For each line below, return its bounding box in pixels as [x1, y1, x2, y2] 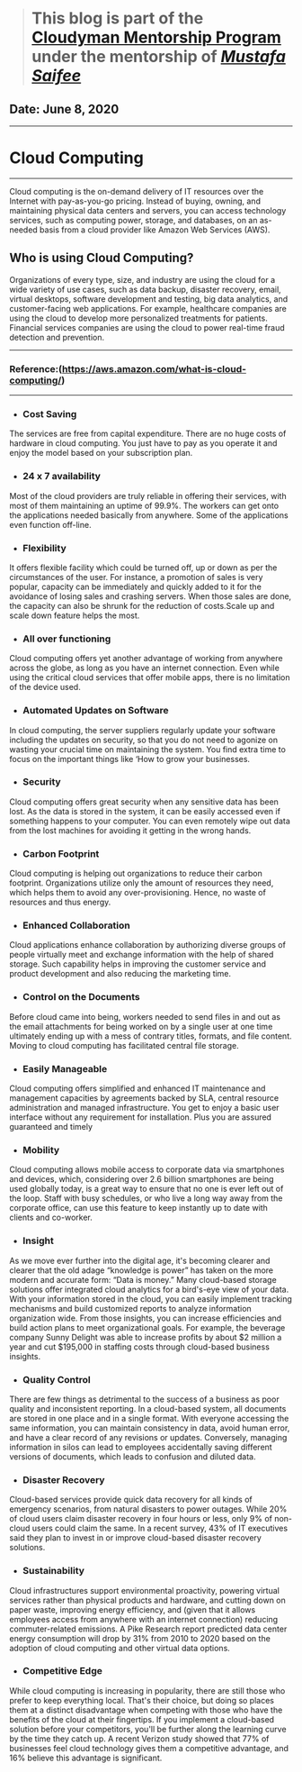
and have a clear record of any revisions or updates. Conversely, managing [9, 1431, 288, 1442]
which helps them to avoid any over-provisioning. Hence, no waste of [9, 887, 267, 898]
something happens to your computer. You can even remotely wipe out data [9, 815, 290, 826]
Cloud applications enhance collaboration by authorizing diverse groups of [9, 940, 286, 950]
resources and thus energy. [9, 896, 111, 908]
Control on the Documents [22, 991, 141, 1004]
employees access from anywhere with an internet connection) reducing [9, 1613, 279, 1624]
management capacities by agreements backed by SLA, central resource [9, 1093, 280, 1104]
